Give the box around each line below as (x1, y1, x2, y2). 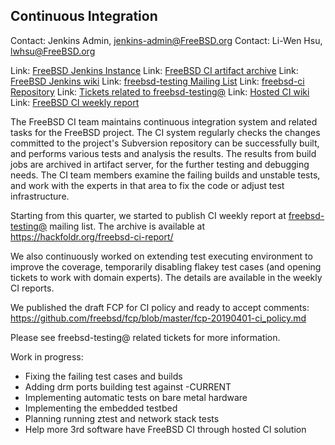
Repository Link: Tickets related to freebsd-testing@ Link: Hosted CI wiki (10, 85, 310, 98)
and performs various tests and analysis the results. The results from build (10, 147, 317, 159)
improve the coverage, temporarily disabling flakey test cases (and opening (10, 260, 322, 273)
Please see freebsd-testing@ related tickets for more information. (10, 331, 281, 343)
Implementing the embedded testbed (24, 402, 178, 414)
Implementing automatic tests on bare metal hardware (24, 391, 248, 403)
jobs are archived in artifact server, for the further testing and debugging (10, 158, 310, 170)
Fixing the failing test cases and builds (24, 370, 183, 382)
